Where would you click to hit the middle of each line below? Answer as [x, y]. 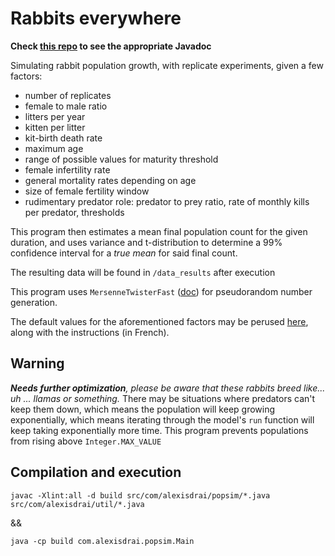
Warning [37, 363]
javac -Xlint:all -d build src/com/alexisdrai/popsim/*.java [140, 495]
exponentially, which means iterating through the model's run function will [162, 419]
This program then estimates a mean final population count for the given [159, 231]
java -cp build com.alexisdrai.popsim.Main [102, 541]
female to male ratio [66, 106]
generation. [34, 302]
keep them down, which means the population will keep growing [143, 409]
